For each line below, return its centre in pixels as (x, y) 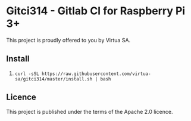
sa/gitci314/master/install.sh (54, 79)
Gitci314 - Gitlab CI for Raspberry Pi (96, 11)
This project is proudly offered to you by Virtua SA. (68, 40)
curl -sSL (27, 74)
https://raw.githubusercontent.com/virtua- (96, 74)
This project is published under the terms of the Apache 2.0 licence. (90, 111)
